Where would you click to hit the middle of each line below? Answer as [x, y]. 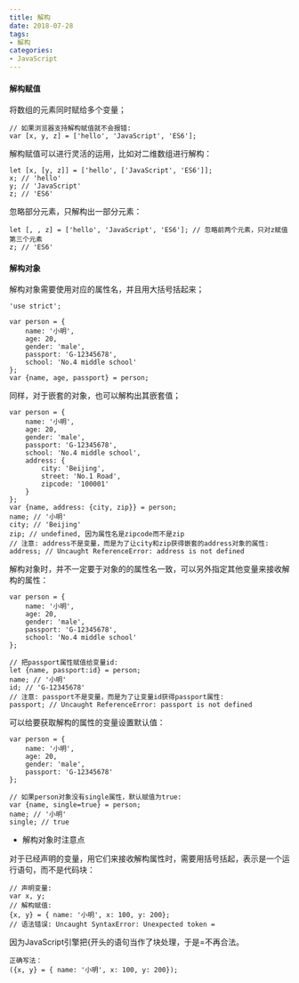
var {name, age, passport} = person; [79, 378]
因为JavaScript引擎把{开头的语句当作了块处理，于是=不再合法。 [127, 942]
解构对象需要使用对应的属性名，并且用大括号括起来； [107, 289]
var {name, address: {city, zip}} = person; [93, 508]
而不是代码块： [67, 870]
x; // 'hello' [36, 179]
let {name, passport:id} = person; [75, 671]
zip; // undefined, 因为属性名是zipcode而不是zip [97, 535]
